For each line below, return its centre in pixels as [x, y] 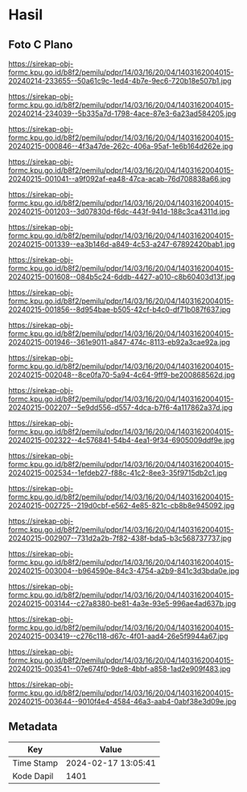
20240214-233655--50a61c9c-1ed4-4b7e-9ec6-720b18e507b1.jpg [120, 81]
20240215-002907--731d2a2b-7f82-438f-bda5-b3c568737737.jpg [120, 538]
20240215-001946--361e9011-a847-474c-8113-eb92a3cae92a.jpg [119, 342]
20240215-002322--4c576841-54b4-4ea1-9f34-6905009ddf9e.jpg [121, 440]
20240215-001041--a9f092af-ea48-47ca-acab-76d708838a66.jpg [119, 179]
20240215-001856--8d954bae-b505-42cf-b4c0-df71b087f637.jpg [119, 310]
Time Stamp [35, 763]
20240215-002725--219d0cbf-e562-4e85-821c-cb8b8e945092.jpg [121, 505]
